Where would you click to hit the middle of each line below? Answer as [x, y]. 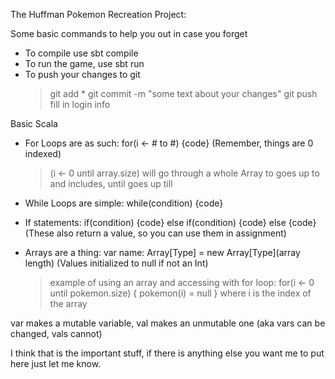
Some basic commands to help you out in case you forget [129, 33]
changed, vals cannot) [56, 333]
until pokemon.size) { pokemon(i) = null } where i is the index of [180, 293]
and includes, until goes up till [111, 183]
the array [68, 303]
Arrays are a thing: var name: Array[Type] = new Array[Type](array [162, 252]
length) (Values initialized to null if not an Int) [116, 263]
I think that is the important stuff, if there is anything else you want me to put [167, 353]
